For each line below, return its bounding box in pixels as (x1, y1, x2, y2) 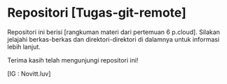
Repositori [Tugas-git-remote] (7, 5, 187, 21)
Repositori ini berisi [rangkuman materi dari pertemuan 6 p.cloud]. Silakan (7, 28, 221, 36)
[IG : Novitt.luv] (7, 69, 51, 78)
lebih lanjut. (7, 42, 41, 51)
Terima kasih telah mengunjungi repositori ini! (7, 56, 139, 64)
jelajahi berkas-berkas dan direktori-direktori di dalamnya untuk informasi (7, 35, 220, 43)
